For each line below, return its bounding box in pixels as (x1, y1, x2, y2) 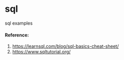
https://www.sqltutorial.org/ (12, 49, 71, 55)
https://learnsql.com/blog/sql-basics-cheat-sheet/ (12, 43, 119, 49)
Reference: (5, 32, 29, 38)
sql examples (5, 20, 33, 26)
